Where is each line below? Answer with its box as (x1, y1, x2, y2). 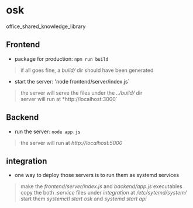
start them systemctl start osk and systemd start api (20, 195, 147, 202)
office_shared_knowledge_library (6, 23, 86, 30)
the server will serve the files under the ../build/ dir (20, 89, 143, 96)
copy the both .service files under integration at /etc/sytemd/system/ (20, 189, 187, 196)
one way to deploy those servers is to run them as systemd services (14, 172, 180, 179)
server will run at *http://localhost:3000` (20, 95, 118, 102)
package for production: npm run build (14, 55, 109, 62)
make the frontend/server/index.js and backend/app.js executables (20, 183, 182, 190)
